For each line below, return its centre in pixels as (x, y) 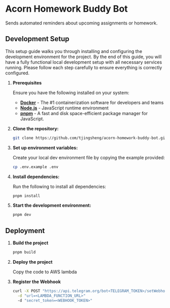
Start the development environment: (52, 205)
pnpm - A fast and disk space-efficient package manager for (84, 113)
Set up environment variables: (45, 148)
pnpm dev (22, 215)
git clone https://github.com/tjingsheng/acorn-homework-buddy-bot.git (90, 138)
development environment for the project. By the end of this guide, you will (83, 57)
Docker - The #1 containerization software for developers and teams (92, 102)
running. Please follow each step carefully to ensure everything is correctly (84, 67)
